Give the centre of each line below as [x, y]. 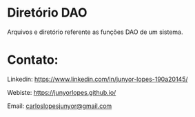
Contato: [33, 60]
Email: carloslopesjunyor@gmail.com [60, 106]
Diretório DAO [47, 13]
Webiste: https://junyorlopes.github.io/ [62, 92]
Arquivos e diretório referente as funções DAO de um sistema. [95, 32]
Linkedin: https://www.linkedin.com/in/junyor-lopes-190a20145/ [97, 79]
